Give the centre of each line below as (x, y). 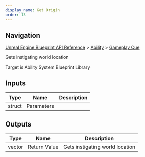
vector (15, 147)
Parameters (40, 106)
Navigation (23, 35)
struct (15, 106)
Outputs (18, 124)
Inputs (16, 83)
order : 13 (16, 15)
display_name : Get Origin (32, 10)
